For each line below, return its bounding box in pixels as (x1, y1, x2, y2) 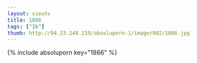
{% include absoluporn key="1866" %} (7, 48, 118, 57)
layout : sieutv (7, 10, 51, 17)
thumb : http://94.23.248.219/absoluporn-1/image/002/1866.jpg (7, 29, 190, 37)
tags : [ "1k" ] (7, 23, 45, 30)
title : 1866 (7, 17, 41, 24)
